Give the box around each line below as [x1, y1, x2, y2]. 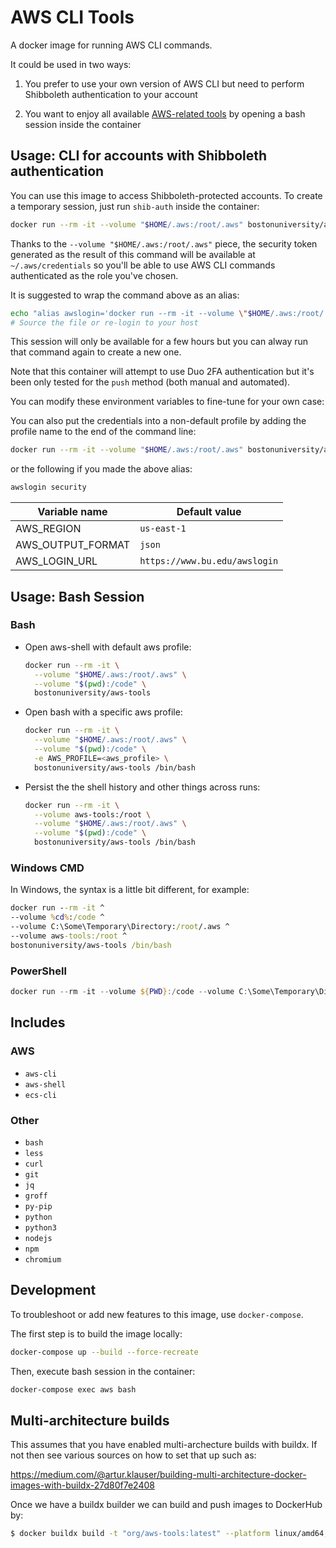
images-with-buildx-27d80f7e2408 [10, 1479, 155, 1491]
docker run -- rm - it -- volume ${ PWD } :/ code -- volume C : [10, 987, 248, 997]
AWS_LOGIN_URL [15, 554, 98, 568]
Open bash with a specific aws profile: [24, 706, 183, 718]
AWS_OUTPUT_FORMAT [15, 538, 131, 552]
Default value [176, 505, 242, 519]
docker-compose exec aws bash [10, 1384, 137, 1395]
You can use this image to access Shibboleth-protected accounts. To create [10, 189, 323, 201]
